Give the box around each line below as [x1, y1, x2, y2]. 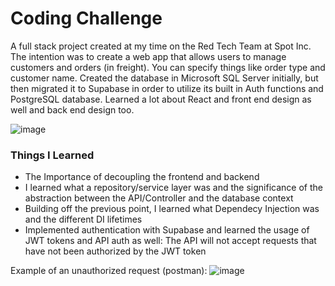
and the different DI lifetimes [24, 213, 143, 226]
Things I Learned [10, 148, 95, 162]
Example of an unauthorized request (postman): [10, 265, 208, 277]
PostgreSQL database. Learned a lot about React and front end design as [10, 93, 312, 105]
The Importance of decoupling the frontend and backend [24, 171, 260, 183]
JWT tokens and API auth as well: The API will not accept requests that [24, 235, 317, 247]
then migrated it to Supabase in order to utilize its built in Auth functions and [10, 82, 324, 94]
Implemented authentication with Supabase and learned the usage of [24, 224, 310, 236]
